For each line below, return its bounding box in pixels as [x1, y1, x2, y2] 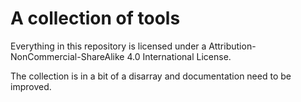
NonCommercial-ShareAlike [10, 50, 125, 62]
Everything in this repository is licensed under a [10, 40, 207, 52]
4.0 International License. [126, 50, 232, 62]
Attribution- [208, 40, 257, 52]
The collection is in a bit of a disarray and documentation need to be [10, 70, 292, 82]
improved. [10, 80, 52, 92]
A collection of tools [10, 7, 181, 30]
